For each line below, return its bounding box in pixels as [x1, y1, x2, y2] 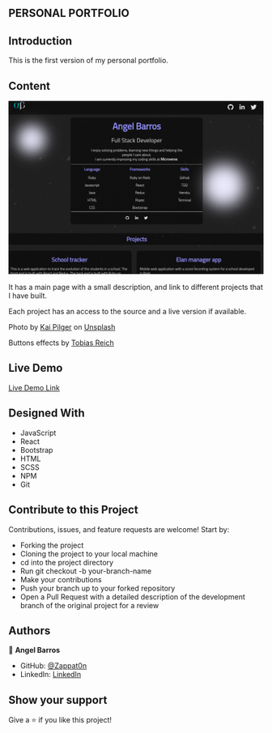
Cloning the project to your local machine [19, 548, 158, 558]
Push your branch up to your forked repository [19, 583, 176, 593]
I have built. [8, 291, 47, 300]
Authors [8, 624, 51, 637]
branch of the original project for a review [19, 600, 159, 610]
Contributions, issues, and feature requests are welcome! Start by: [8, 524, 230, 534]
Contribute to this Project [8, 503, 139, 517]
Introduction [8, 34, 73, 48]
